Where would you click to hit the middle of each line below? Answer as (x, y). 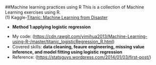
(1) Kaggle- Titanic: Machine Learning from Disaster (56, 17)
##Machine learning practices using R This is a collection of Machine (75, 7)
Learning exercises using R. (33, 12)
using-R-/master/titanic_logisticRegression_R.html (63, 42)
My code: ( (23, 36)
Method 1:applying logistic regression (51, 27)
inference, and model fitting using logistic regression (67, 52)
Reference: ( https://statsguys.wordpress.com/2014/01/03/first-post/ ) (82, 57)
